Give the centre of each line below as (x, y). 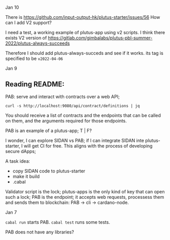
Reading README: (35, 84)
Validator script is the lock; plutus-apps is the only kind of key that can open (85, 191)
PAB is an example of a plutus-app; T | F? (49, 130)
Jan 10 (12, 7)
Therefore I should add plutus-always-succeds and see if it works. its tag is (84, 53)
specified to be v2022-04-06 (34, 58)
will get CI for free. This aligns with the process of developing (88, 146)
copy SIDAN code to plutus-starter (49, 171)
